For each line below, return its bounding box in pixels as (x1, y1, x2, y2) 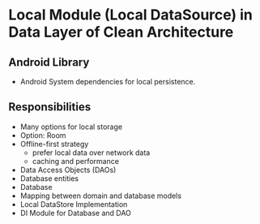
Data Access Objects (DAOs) (19, 165, 117, 174)
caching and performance (32, 156, 120, 166)
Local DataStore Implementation (19, 199, 128, 209)
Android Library (8, 55, 90, 69)
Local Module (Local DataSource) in (8, 6, 254, 24)
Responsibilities (8, 100, 92, 114)
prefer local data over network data (32, 148, 151, 157)
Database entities (19, 173, 79, 183)
